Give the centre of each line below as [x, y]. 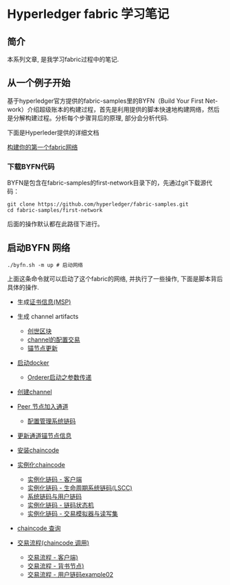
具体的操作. [23, 287]
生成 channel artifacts [48, 316]
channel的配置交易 [54, 339]
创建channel [35, 392]
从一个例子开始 [39, 83]
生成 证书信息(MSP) [44, 302]
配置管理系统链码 [51, 421]
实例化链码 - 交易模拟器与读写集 [72, 513]
